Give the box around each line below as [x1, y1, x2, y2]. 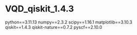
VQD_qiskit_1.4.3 [5, 3, 74, 14]
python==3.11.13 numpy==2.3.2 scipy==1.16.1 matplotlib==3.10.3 [5, 19, 133, 25]
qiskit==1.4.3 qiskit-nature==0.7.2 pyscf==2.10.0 [5, 24, 102, 30]
